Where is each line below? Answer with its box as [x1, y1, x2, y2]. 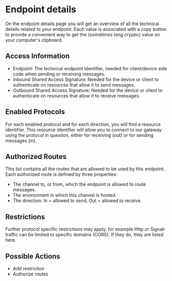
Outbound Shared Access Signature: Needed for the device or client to [12, 87, 163, 93]
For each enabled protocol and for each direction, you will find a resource [5, 121, 161, 127]
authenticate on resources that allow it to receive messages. [12, 92, 140, 98]
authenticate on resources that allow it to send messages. [12, 82, 135, 88]
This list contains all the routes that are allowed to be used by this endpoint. [5, 166, 165, 172]
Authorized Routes [5, 152, 67, 161]
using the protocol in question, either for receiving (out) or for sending [5, 132, 154, 138]
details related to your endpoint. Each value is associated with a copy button [5, 26, 167, 32]
